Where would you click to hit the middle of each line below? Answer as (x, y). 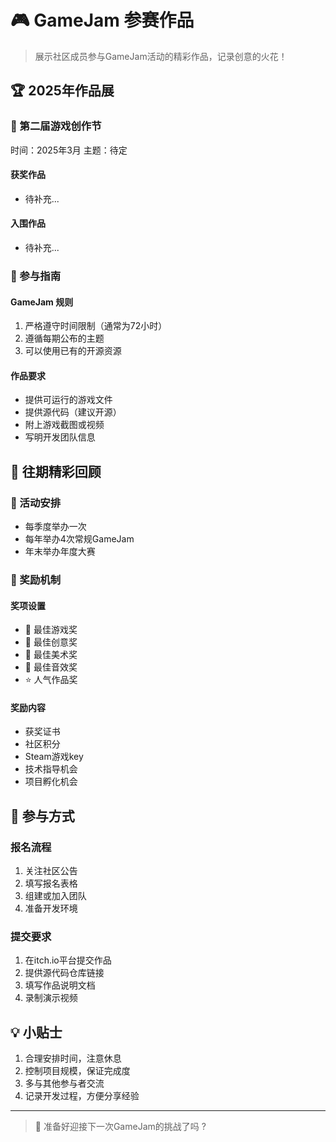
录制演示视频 (51, 998)
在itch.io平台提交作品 (68, 960)
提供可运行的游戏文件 (68, 400)
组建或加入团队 (55, 896)
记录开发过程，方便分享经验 (82, 1096)
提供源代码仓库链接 (64, 973)
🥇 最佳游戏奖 (51, 630)
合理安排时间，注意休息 (73, 1058)
